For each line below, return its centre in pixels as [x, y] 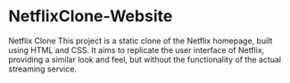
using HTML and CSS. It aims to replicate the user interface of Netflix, [137, 49]
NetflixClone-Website [91, 16]
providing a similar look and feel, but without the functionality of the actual [145, 59]
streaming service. [43, 69]
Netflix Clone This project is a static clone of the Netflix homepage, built [141, 41]
